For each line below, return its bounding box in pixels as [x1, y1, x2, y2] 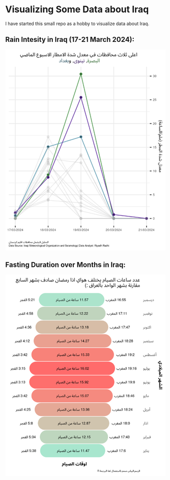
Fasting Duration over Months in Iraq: [5, 261, 126, 269]
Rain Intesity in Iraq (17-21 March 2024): [5, 35, 135, 44]
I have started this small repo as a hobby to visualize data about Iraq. [5, 20, 150, 27]
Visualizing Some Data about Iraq [5, 4, 149, 15]
